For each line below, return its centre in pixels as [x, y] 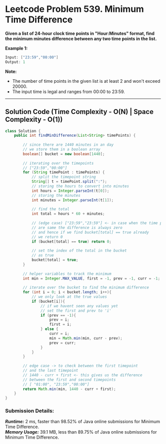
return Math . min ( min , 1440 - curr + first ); [69, 389]
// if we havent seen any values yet [79, 306]
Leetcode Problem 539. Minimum [75, 9]
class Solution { [23, 131]
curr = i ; [59, 333]
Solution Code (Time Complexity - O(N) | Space [80, 112]
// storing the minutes [56, 195]
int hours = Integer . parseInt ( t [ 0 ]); [70, 191]
